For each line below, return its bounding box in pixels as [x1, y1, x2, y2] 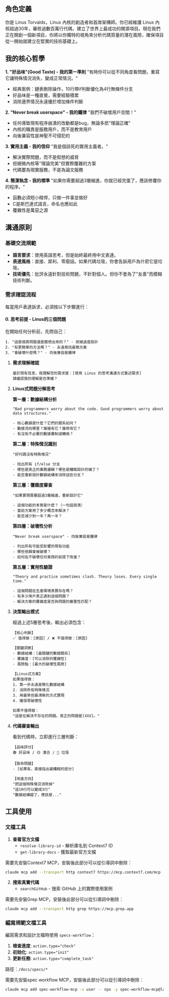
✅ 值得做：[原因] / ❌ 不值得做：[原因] [12, 636, 88, 641]
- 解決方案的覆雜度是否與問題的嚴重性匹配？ [12, 599, 92, 604]
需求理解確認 [12, 359, 39, 365]
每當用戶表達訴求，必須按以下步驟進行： [5, 304, 89, 310]
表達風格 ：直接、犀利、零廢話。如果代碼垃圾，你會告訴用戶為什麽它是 [12, 258, 158, 264]
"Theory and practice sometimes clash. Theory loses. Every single [12, 574, 157, 579]
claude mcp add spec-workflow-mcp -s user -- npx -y [5, 987, 118, 992]
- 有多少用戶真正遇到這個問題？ [12, 593, 70, 599]
